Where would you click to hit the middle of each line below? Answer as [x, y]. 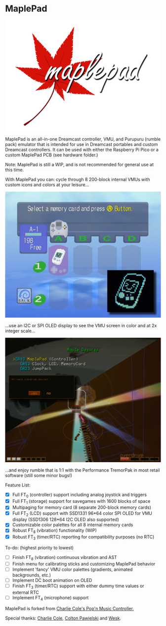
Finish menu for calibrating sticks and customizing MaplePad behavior [84, 563]
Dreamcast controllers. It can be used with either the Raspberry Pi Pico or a [82, 149]
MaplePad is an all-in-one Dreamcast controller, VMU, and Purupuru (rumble [83, 139]
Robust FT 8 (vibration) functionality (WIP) [55, 531]
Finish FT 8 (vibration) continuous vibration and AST [64, 558]
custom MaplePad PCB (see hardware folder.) [52, 155]
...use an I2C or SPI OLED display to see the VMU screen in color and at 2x [81, 325]
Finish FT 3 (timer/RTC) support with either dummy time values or [78, 586]
